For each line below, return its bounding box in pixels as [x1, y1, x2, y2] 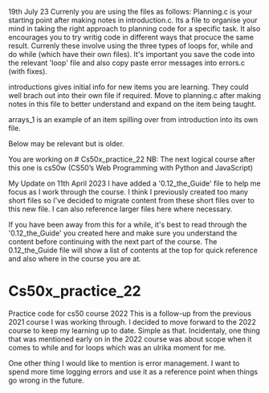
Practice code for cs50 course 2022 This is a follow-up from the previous [8, 309, 251, 318]
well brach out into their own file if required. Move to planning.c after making [8, 91, 262, 100]
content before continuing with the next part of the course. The [8, 237, 218, 246]
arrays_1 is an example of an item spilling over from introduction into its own [8, 115, 259, 124]
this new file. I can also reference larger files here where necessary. [8, 204, 233, 214]
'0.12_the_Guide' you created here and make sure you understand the [8, 228, 238, 238]
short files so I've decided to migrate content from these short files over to [8, 196, 255, 205]
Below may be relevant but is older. [8, 139, 124, 148]
